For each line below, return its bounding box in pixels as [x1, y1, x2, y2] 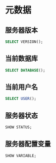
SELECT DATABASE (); [5, 68, 46, 73]
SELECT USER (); [5, 96, 37, 101]
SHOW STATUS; [5, 125, 32, 130]
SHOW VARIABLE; [5, 153, 37, 158]
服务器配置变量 [5, 140, 51, 148]
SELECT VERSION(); [5, 39, 43, 44]
